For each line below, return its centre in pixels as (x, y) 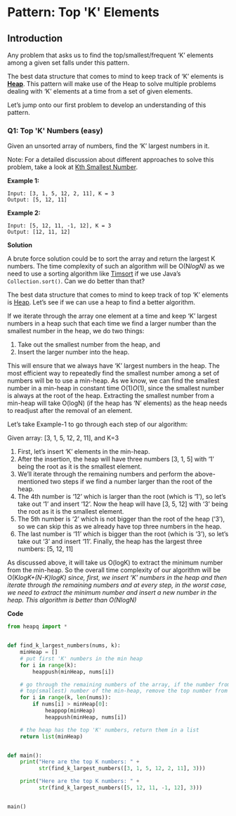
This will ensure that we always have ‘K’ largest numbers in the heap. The (113, 366)
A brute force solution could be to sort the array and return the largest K (111, 259)
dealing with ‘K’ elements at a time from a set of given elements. (100, 91)
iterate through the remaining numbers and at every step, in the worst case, (117, 585)
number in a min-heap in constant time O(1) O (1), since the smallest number (116, 388)
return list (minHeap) (51, 736)
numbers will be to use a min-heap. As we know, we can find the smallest (113, 381)
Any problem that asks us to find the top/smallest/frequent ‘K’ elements (111, 55)
